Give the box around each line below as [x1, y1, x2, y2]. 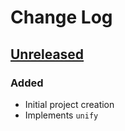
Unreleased [10, 46, 85, 63]
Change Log [10, 6, 113, 29]
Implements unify [24, 109, 99, 121]
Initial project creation [24, 98, 115, 110]
